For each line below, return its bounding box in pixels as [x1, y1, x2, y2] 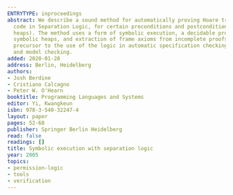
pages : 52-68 [7, 119, 45, 127]
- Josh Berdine [7, 74, 51, 82]
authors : [7, 68, 33, 75]
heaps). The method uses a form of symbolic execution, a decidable [13, 29, 216, 37]
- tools [7, 171, 30, 178]
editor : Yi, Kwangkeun [7, 100, 73, 107]
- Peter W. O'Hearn [7, 87, 64, 94]
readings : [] [7, 139, 45, 146]
